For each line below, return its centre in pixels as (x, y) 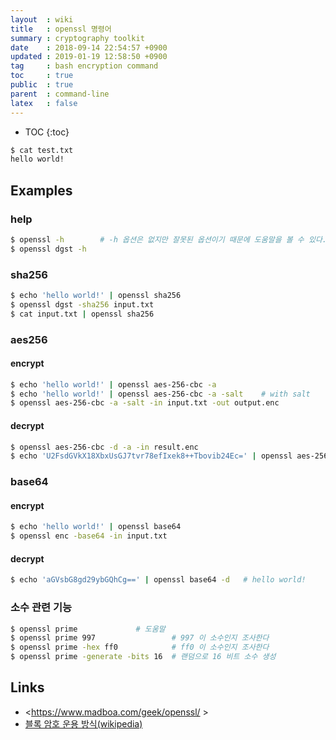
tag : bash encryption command (84, 66)
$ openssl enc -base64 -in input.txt (89, 536)
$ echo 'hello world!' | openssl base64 (96, 527)
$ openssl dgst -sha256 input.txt (82, 304)
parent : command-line (60, 94)
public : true (42, 85)
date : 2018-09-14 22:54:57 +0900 (89, 47)
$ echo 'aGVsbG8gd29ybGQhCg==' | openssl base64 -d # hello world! (158, 580)
